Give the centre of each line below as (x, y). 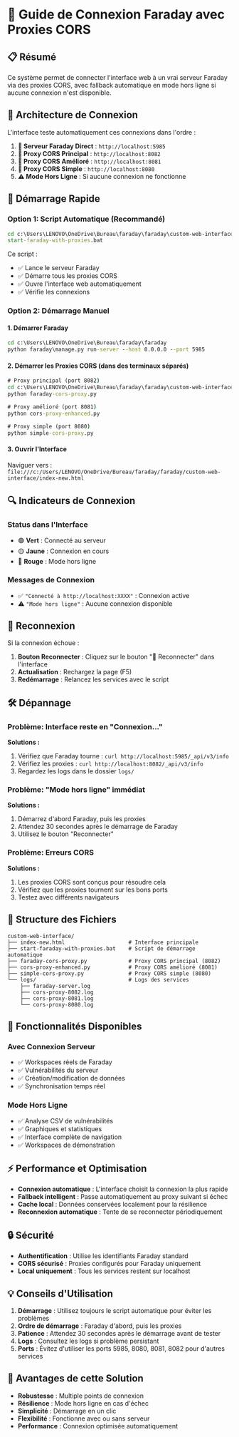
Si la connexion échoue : (43, 643)
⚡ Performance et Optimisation (77, 1168)
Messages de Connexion (51, 580)
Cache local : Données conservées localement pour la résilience (112, 1205)
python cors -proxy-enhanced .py (54, 413)
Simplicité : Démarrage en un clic (67, 1411)
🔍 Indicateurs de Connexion (71, 501)
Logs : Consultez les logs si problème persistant (88, 1341)
